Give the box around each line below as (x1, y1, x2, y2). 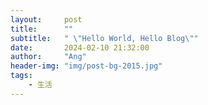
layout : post (10, 14, 83, 25)
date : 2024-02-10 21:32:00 (10, 42, 150, 53)
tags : (10, 71, 33, 81)
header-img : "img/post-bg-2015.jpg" (10, 61, 163, 71)
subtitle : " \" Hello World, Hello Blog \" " (10, 33, 199, 43)
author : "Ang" (10, 52, 87, 62)
